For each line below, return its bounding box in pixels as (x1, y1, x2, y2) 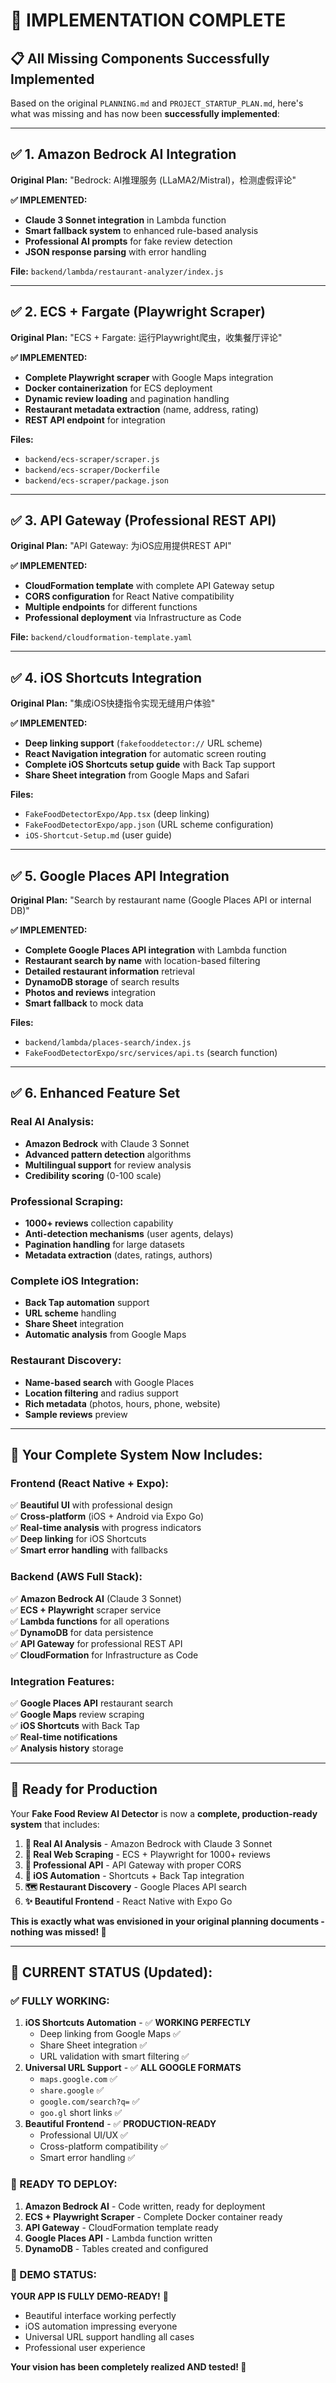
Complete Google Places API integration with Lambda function (24, 944, 288, 956)
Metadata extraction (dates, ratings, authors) (24, 1249, 213, 1261)
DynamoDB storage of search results (24, 976, 180, 988)
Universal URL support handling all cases (24, 2331, 195, 2343)
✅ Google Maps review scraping (10, 1708, 145, 1720)
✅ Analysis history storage (10, 1742, 124, 1754)
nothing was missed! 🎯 (10, 1925, 107, 1938)
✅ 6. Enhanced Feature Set (10, 1085, 181, 1102)
